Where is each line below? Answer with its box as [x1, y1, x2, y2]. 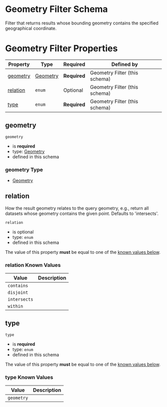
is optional [12, 228, 34, 235]
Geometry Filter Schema [5, 3, 108, 15]
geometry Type [5, 166, 43, 173]
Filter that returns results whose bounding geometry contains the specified [5, 20, 159, 26]
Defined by [111, 61, 138, 68]
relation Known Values [5, 261, 61, 268]
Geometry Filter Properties [5, 43, 118, 54]
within [7, 303, 23, 309]
